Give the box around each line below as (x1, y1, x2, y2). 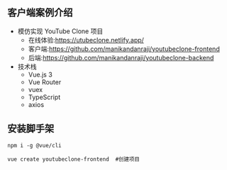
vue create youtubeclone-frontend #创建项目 (7, 155, 140, 163)
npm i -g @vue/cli (7, 142, 62, 149)
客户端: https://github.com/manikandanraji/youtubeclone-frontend (28, 45, 220, 53)
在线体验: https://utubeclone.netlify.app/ (28, 35, 144, 44)
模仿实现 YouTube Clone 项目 (17, 27, 104, 35)
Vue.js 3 (28, 70, 53, 79)
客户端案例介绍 (7, 6, 73, 19)
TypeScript (28, 93, 61, 101)
